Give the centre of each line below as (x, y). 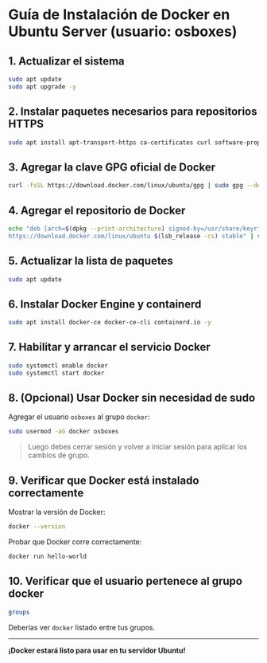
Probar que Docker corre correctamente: (75, 542)
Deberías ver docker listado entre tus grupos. (82, 627)
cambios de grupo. (58, 455)
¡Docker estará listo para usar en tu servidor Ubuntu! (97, 650)
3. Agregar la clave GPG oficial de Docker (112, 167)
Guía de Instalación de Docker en (119, 15)
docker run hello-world (48, 556)
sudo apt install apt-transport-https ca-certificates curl (110, 142)
